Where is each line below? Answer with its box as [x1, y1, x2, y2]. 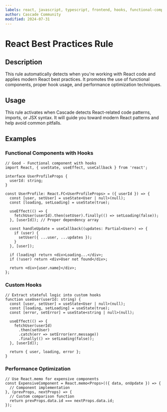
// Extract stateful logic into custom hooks [5, 293, 101, 298]
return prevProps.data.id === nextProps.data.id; [9, 399, 114, 404]
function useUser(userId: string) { [5, 297, 81, 302]
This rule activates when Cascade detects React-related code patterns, [5, 109, 152, 115]
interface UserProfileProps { [5, 174, 68, 179]
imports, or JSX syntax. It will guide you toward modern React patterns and [5, 115, 159, 121]
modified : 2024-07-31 [5, 16, 50, 21]
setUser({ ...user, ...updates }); [18, 235, 92, 240]
